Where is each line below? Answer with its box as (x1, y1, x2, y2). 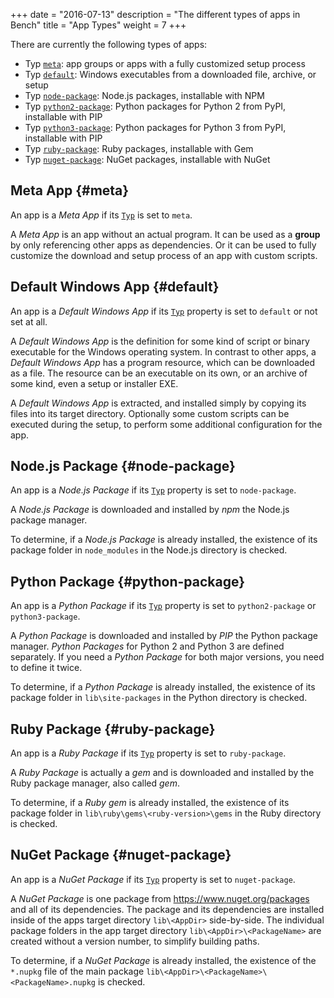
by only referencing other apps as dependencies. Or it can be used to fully (10, 239, 317, 251)
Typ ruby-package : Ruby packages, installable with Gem (24, 143, 254, 154)
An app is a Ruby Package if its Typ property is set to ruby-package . (10, 747, 287, 759)
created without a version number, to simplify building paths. (10, 935, 260, 947)
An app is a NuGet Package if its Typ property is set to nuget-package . (10, 873, 296, 885)
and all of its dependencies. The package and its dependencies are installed (10, 903, 325, 915)
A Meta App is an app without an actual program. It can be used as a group (10, 228, 321, 240)
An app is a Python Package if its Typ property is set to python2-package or (10, 600, 317, 612)
